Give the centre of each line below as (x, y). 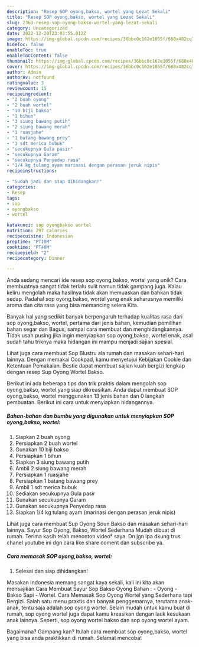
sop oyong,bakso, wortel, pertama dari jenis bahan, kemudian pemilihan (94, 323)
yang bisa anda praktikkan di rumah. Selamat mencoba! (74, 638)
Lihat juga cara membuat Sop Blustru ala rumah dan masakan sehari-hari (95, 353)
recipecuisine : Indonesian (40, 236)
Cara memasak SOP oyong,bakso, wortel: (59, 556)
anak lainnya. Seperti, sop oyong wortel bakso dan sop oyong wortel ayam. (98, 620)
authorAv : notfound (31, 77)
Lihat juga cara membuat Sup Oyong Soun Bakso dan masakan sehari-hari (97, 524)
